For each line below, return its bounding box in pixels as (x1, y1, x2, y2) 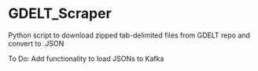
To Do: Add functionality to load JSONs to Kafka (8, 54, 164, 63)
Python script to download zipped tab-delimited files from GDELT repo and (8, 30, 250, 40)
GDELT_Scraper (8, 5, 112, 23)
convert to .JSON (8, 38, 64, 48)
